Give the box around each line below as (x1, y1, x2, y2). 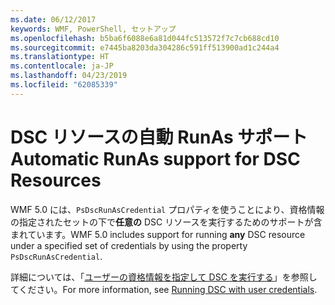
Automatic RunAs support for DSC (10, 147, 301, 170)
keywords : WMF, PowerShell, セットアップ (10, 24, 177, 34)
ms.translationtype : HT (10, 52, 110, 62)
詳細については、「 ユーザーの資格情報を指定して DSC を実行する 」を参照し (10, 271, 318, 283)
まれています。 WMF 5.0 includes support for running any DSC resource (10, 228, 306, 240)
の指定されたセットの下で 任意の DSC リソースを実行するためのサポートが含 (10, 216, 323, 228)
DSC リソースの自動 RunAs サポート (10, 126, 308, 148)
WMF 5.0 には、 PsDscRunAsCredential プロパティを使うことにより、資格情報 (10, 203, 325, 215)
